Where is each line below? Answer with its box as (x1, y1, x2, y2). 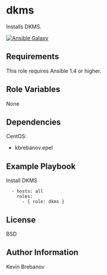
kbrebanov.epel (14, 144, 53, 151)
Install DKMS (6, 177, 37, 184)
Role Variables (6, 84, 60, 94)
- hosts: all (11, 188, 44, 195)
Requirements (6, 51, 59, 62)
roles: (17, 194, 33, 199)
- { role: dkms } (21, 199, 65, 205)
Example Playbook (6, 161, 76, 171)
